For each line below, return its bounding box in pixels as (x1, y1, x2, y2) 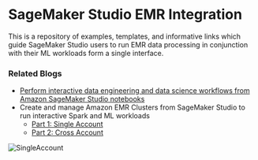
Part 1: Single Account (31, 120, 103, 129)
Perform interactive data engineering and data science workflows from (19, 86, 250, 95)
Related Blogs (8, 68, 62, 79)
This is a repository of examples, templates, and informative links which (8, 32, 241, 41)
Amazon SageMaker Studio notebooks (19, 95, 145, 104)
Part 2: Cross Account (31, 128, 104, 137)
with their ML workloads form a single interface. (8, 48, 164, 58)
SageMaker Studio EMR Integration (8, 6, 243, 24)
